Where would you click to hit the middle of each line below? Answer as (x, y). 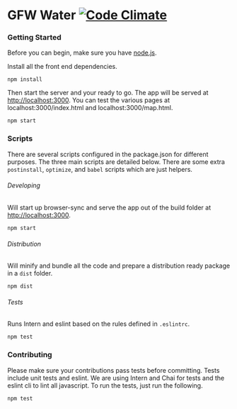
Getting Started (34, 38)
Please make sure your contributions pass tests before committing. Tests (114, 370)
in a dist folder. (30, 273)
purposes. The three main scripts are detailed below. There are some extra (116, 162)
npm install (25, 80)
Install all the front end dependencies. (63, 67)
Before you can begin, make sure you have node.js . (82, 53)
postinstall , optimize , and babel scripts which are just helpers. (100, 169)
